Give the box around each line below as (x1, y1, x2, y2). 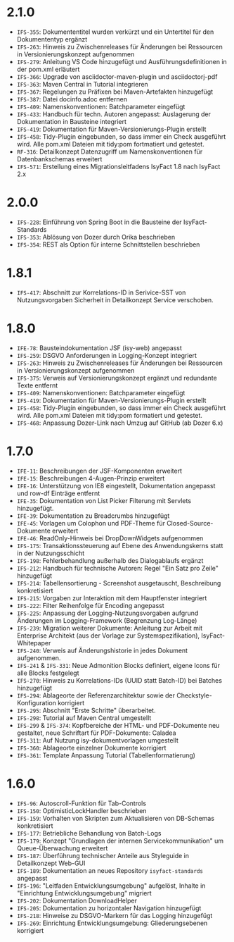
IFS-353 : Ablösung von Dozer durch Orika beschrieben (16, 233, 176, 241)
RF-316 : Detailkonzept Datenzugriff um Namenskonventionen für (16, 147, 203, 156)
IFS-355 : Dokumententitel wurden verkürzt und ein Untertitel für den (16, 27, 214, 36)
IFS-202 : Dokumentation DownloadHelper (16, 896, 138, 905)
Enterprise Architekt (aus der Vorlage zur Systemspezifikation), (16, 631, 200, 640)
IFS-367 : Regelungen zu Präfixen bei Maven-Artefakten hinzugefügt (16, 87, 214, 96)
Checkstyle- (176, 691, 212, 700)
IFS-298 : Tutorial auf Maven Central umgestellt (16, 713, 152, 722)
